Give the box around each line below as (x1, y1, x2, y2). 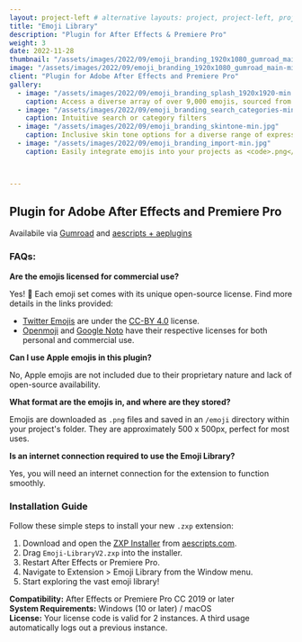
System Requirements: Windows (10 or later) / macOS (9, 603, 212, 614)
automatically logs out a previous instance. (9, 622, 168, 633)
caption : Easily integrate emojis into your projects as (25, 147, 244, 156)
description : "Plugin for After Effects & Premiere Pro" (9, 30, 227, 39)
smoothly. (9, 477, 47, 488)
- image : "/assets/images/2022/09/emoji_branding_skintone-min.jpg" (17, 122, 280, 131)
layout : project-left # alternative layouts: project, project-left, (9, 13, 276, 23)
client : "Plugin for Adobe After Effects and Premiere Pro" (9, 72, 240, 81)
